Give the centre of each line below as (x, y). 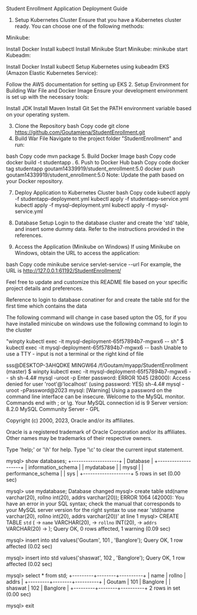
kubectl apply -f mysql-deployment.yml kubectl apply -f (82, 205)
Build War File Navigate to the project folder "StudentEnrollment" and (98, 138)
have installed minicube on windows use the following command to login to (97, 324)
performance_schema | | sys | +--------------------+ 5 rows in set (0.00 (94, 473)
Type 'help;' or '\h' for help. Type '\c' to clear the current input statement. (95, 449)
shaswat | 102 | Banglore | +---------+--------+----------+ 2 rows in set (93, 588)
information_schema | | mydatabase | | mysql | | (86, 467)
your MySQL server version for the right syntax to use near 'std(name (90, 510)
